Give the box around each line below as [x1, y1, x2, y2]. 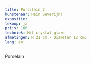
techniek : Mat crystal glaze [5, 30, 65, 35]
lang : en [5, 40, 23, 45]
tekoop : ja [5, 21, 28, 26]
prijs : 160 [5, 26, 28, 31]
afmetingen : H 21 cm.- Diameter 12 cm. [5, 35, 87, 40]
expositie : [5, 16, 28, 21]
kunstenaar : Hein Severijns [5, 12, 63, 17]
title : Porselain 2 [5, 7, 45, 12]
